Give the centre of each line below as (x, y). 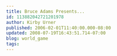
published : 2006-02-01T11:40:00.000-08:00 (58, 28)
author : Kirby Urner (31, 22)
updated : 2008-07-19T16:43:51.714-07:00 (56, 33)
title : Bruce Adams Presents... (45, 11)
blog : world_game (27, 38)
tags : (13, 44)
